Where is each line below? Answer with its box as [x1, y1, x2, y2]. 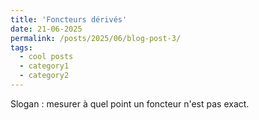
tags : [10, 42, 33, 53]
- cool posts [19, 52, 74, 62]
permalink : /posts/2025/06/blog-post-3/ [10, 33, 182, 43]
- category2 [19, 71, 70, 81]
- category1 [19, 61, 70, 71]
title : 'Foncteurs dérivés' [10, 14, 128, 25]
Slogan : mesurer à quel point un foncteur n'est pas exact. [10, 97, 250, 110]
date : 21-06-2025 [10, 24, 83, 34]
